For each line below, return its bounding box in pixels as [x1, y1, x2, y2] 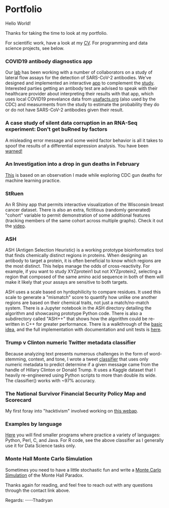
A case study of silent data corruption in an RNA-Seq [5, 120, 138, 127]
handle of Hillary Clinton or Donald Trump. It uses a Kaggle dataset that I [5, 367, 156, 373]
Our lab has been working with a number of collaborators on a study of [5, 69, 153, 75]
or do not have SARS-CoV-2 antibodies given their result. [5, 107, 124, 113]
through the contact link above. [5, 487, 71, 493]
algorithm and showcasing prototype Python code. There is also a [5, 311, 142, 317]
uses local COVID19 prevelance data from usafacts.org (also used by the [5, 96, 156, 102]
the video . [5, 223, 26, 229]
